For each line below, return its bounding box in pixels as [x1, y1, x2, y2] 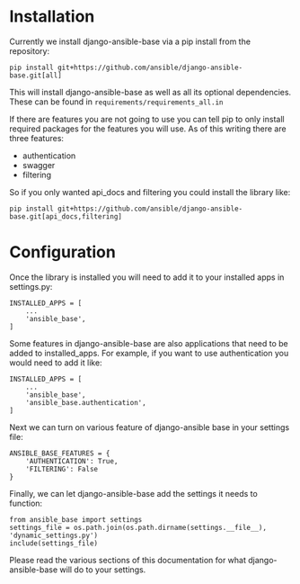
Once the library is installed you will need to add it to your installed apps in [9, 272, 285, 283]
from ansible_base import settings [9, 515, 143, 524]
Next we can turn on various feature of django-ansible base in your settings [9, 421, 290, 433]
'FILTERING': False [25, 464, 99, 473]
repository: [9, 45, 50, 56]
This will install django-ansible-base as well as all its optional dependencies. [9, 86, 292, 97]
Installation [9, 6, 95, 27]
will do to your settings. [59, 564, 146, 575]
